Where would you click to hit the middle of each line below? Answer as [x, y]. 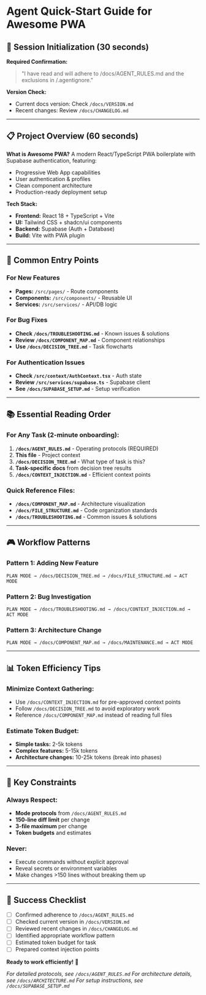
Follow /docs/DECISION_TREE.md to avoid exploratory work [87, 709]
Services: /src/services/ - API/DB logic [66, 304]
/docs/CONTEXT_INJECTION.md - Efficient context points [83, 474]
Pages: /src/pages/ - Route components [67, 291]
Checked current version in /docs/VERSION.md [72, 922]
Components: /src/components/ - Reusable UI [74, 298]
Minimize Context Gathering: [50, 688]
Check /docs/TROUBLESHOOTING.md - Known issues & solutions [92, 333]
